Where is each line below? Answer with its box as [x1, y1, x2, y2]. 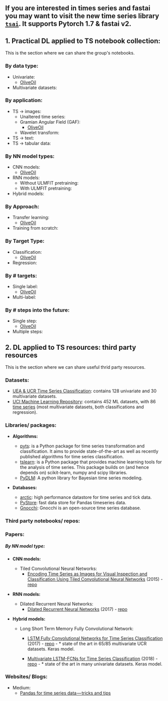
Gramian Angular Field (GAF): [19, 119, 81, 125]
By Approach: [5, 203, 39, 210]
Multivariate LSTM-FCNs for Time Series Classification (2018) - [27, 655, 158, 661]
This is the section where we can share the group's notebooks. [5, 50, 135, 56]
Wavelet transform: [19, 130, 59, 136]
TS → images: [12, 108, 41, 114]
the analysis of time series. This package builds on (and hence [19, 464, 149, 470]
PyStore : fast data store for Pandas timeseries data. [19, 499, 126, 505]
